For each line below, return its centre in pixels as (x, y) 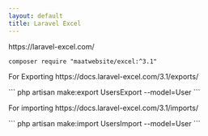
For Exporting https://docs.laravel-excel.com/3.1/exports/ (104, 76)
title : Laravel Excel (45, 23)
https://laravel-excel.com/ (51, 46)
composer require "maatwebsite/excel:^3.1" (83, 62)
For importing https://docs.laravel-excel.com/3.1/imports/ (104, 108)
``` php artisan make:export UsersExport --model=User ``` (104, 92)
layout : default (36, 16)
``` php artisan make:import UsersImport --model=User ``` (104, 123)
